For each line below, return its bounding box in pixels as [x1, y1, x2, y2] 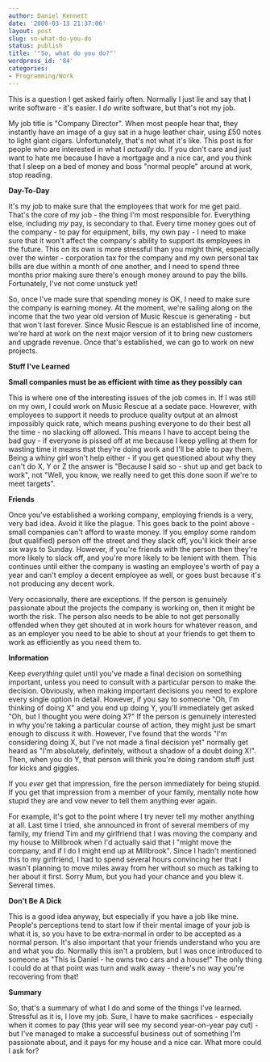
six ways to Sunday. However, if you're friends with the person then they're [8, 544, 258, 554]
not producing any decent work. [8, 579, 115, 588]
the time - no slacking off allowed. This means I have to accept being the [8, 427, 250, 436]
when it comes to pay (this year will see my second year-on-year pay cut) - [8, 1020, 260, 1030]
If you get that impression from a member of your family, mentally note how [8, 787, 260, 797]
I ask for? [8, 1046, 39, 1056]
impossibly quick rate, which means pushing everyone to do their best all [8, 418, 251, 428]
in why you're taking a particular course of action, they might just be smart [8, 720, 256, 730]
